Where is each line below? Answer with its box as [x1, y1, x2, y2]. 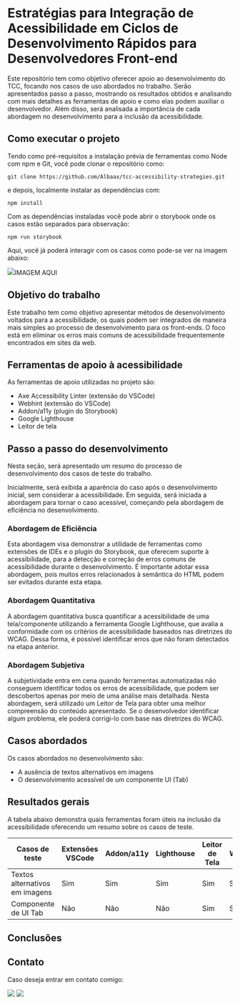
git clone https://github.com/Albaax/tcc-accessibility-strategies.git [7, 173, 225, 180]
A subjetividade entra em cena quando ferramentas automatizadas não [7, 676, 216, 685]
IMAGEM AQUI [14, 268, 58, 276]
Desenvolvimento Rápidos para [7, 36, 197, 51]
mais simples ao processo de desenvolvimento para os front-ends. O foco [7, 323, 226, 331]
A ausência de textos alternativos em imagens [17, 768, 154, 776]
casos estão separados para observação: [7, 219, 130, 228]
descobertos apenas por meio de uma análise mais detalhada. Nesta [7, 691, 209, 701]
